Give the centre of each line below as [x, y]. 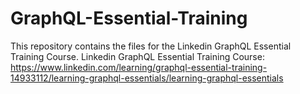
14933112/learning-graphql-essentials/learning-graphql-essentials [147, 78]
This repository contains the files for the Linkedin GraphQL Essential [151, 46]
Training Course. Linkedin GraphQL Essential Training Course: [137, 56]
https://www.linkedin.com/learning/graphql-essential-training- [139, 67]
